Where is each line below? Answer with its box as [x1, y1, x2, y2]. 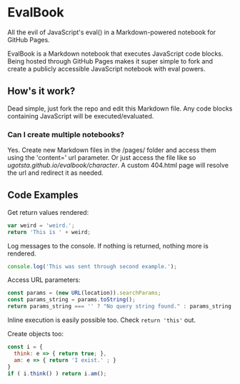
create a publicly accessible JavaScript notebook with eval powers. [7, 64, 206, 73]
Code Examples [7, 189, 79, 201]
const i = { [7, 343, 43, 350]
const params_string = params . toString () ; [7, 296, 136, 303]
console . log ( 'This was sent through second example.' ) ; [7, 263, 177, 270]
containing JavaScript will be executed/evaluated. [7, 111, 154, 120]
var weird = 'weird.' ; [7, 222, 75, 229]
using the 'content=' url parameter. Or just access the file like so [7, 153, 196, 162]
